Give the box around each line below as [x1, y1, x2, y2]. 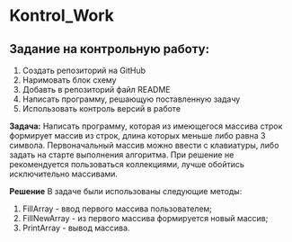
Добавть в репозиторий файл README [22, 85, 171, 94]
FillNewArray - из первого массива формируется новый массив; [22, 213, 269, 223]
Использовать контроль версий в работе [22, 103, 181, 113]
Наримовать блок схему [22, 75, 117, 85]
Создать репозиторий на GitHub [22, 65, 146, 76]
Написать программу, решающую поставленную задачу [22, 94, 241, 104]
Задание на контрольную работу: [9, 41, 209, 57]
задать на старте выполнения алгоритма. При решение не [9, 149, 234, 160]
